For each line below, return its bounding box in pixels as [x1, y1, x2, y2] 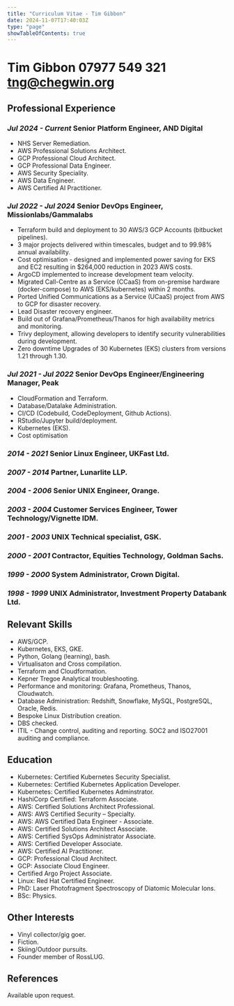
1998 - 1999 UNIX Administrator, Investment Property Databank [7, 588, 227, 598]
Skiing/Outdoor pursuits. [17, 945, 88, 954]
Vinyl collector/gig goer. [17, 930, 86, 938]
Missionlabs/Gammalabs [7, 210, 93, 220]
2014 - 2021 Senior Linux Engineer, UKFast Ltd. [7, 449, 169, 458]
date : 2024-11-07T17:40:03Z [7, 17, 89, 24]
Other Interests [7, 912, 75, 924]
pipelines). [17, 233, 48, 242]
